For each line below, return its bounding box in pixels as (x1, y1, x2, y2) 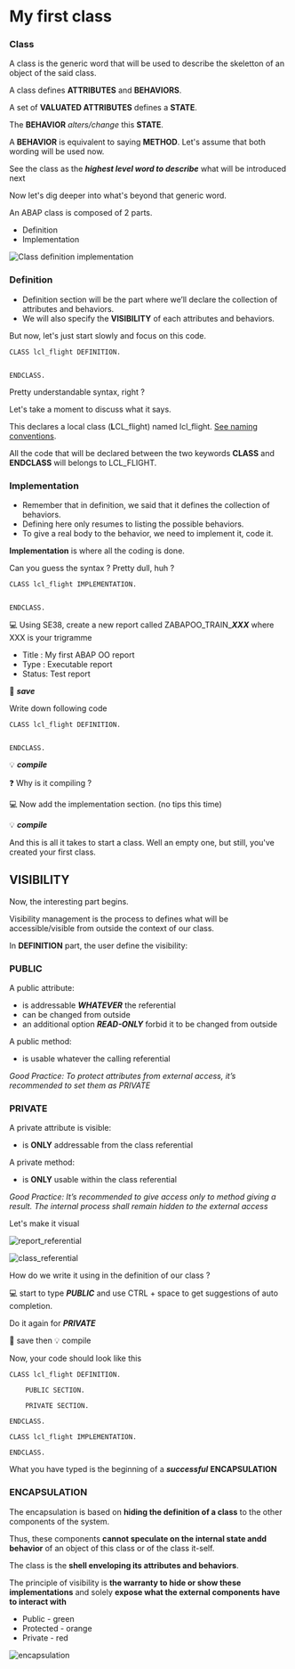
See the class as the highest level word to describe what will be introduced (9, 163, 287, 175)
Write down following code (9, 703, 108, 714)
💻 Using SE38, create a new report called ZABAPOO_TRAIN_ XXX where (9, 619, 275, 630)
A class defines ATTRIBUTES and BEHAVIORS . (9, 85, 182, 95)
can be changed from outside (21, 1010, 131, 1020)
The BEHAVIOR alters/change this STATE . (9, 119, 164, 130)
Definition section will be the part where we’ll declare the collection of (21, 294, 278, 305)
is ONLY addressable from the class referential (21, 1140, 194, 1150)
